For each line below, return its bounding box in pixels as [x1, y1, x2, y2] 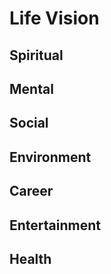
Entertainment [9, 217, 101, 234]
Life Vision [9, 7, 100, 30]
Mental [9, 80, 54, 97]
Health [9, 250, 52, 267]
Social [9, 115, 49, 132]
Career [9, 183, 54, 200]
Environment [9, 148, 92, 166]
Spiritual [9, 47, 64, 64]
